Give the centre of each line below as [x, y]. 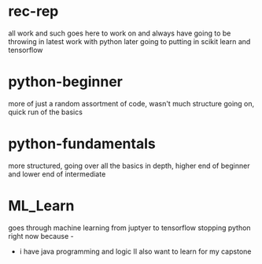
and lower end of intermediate [57, 174]
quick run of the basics [45, 112]
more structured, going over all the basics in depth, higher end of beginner [129, 165]
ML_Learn [41, 206]
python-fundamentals [82, 144]
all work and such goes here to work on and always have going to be [120, 33]
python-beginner [66, 82]
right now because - [41, 236]
